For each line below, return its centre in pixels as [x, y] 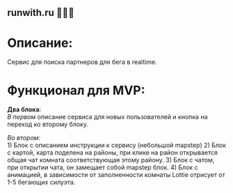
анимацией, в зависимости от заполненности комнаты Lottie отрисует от [116, 175]
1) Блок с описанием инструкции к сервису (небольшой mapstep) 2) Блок [117, 145]
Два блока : [24, 109]
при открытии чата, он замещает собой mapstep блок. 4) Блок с [103, 167]
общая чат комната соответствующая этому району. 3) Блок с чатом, [111, 160]
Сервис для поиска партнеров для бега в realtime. [82, 62]
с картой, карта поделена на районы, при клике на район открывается [112, 153]
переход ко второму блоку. [48, 124]
